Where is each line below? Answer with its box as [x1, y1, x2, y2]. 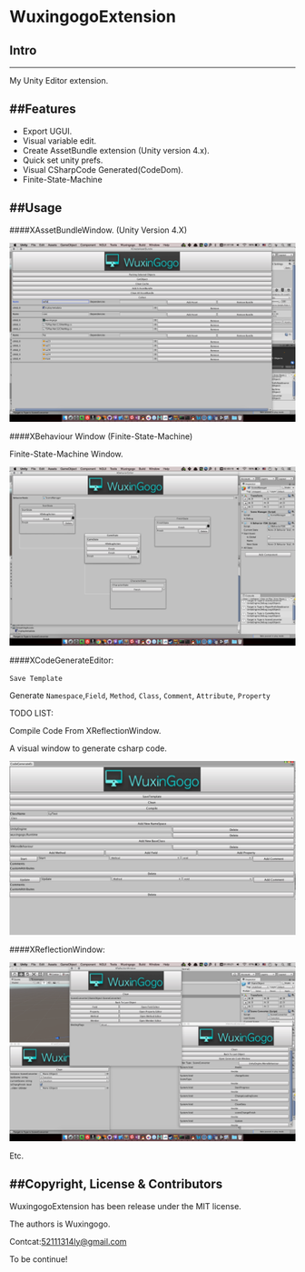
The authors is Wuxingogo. [9, 1218, 111, 1229]
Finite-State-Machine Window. [9, 448, 124, 459]
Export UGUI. [22, 125, 73, 136]
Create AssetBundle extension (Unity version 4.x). [22, 145, 211, 155]
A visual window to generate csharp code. [9, 743, 168, 754]
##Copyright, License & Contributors [9, 1177, 223, 1192]
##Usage [9, 200, 63, 215]
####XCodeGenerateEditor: [9, 655, 114, 666]
